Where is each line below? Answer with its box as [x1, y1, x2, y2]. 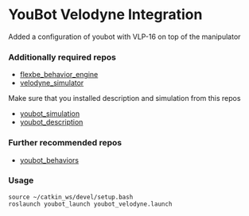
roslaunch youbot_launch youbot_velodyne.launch [8, 200, 173, 208]
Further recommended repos [8, 137, 122, 148]
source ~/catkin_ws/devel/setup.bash [8, 193, 134, 201]
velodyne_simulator [19, 78, 84, 88]
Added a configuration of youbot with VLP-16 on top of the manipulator [8, 32, 241, 41]
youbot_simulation [19, 109, 80, 118]
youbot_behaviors [19, 155, 80, 164]
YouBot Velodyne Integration [8, 6, 203, 24]
